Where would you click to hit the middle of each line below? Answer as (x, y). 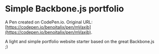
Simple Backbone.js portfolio (64, 9)
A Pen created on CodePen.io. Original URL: (49, 22)
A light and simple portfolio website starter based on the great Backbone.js (80, 41)
